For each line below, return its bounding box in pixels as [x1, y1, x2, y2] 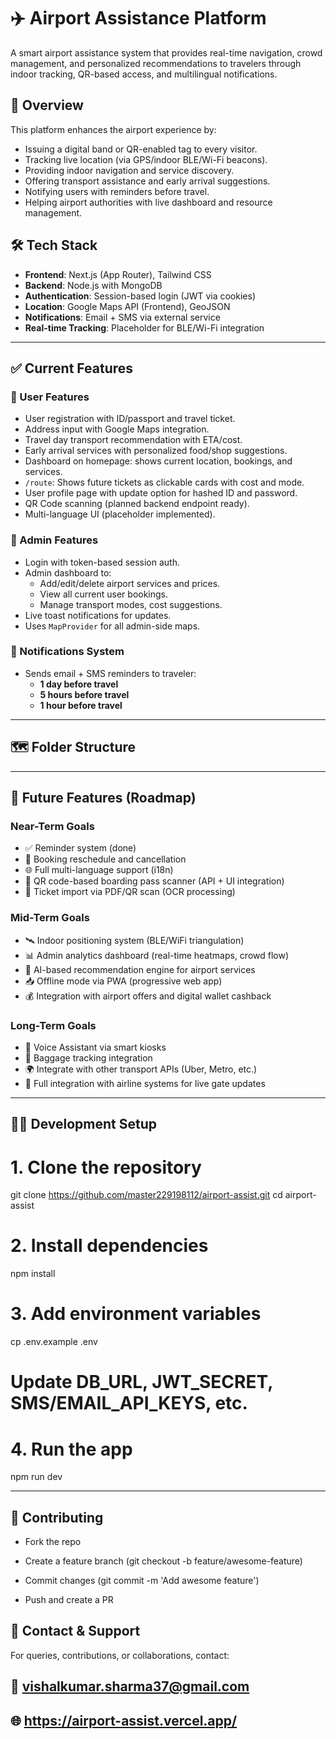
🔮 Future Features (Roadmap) [10, 790, 197, 807]
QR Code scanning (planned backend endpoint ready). [24, 498, 250, 510]
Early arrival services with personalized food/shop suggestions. [24, 445, 288, 457]
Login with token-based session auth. [24, 556, 181, 568]
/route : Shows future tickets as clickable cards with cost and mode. [24, 476, 305, 489]
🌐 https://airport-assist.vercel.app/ [10, 1712, 238, 1729]
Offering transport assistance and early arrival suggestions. [24, 175, 271, 187]
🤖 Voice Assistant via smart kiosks [24, 1041, 167, 1053]
